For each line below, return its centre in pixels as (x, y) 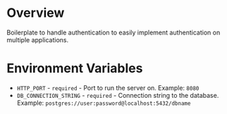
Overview (36, 13)
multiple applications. (38, 39)
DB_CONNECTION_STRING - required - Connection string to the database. (118, 95)
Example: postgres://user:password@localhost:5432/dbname (104, 103)
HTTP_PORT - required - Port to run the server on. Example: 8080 (108, 88)
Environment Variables (75, 69)
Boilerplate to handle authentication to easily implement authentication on (114, 32)
